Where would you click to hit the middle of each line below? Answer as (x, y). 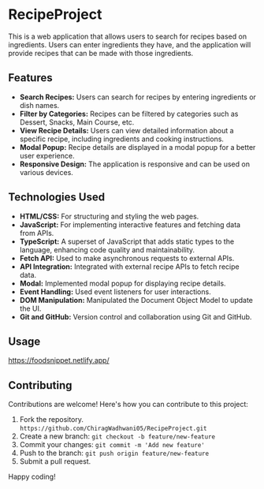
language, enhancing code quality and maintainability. (107, 249)
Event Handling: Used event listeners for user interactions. (115, 291)
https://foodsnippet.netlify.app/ (59, 360)
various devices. (46, 172)
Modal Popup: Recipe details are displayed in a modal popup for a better (138, 147)
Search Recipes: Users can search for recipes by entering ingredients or (138, 97)
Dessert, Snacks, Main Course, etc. (77, 122)
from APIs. (37, 233)
